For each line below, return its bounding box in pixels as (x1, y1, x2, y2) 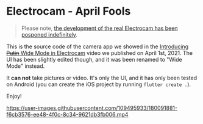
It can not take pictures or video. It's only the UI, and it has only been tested (6, 74, 198, 81)
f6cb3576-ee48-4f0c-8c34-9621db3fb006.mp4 (6, 111, 129, 118)
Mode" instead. (6, 62, 45, 70)
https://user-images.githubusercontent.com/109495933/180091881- (6, 104, 178, 111)
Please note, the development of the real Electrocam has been (21, 24, 178, 32)
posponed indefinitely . (21, 31, 78, 38)
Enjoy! (6, 92, 23, 100)
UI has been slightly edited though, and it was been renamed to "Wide (6, 56, 182, 63)
